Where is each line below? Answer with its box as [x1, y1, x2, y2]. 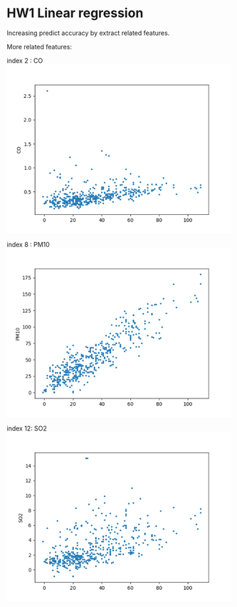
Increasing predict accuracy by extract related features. [6, 29, 170, 37]
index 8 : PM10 [6, 240, 51, 249]
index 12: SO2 [6, 423, 48, 433]
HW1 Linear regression [6, 5, 144, 21]
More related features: [6, 42, 73, 51]
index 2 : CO [6, 56, 43, 65]
